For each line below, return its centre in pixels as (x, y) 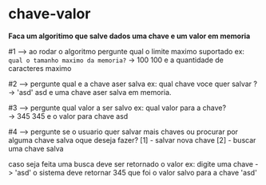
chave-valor (50, 14)
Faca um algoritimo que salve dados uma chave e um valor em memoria (129, 36)
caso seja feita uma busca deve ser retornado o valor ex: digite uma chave (131, 163)
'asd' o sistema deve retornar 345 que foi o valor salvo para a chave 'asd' (136, 172)
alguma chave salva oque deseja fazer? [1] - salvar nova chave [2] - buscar (132, 140)
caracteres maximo (40, 68)
